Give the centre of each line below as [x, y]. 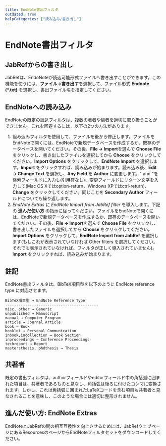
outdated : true [21, 14]
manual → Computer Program [33, 318]
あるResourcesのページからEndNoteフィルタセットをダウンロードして [85, 432]
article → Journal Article [33, 322]
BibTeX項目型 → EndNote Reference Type [45, 300]
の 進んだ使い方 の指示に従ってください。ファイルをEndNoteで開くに [83, 211]
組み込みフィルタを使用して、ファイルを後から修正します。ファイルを [83, 137]
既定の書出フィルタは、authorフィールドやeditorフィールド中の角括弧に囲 [81, 377]
